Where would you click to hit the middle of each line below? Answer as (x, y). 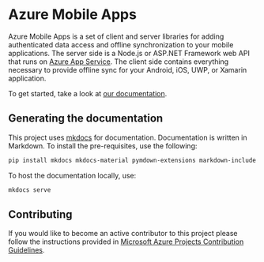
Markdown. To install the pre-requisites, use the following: (103, 146)
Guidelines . (26, 250)
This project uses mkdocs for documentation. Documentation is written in (128, 137)
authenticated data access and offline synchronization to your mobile (121, 44)
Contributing (40, 214)
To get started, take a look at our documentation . (88, 93)
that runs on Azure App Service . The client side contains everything (119, 62)
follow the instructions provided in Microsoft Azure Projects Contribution (126, 241)
